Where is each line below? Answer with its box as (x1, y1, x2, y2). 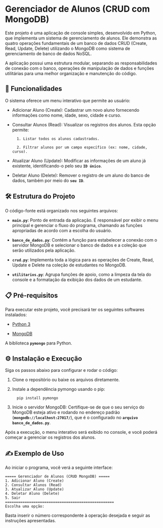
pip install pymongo (17, 396, 58, 401)
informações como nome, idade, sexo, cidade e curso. (12, 112, 122, 118)
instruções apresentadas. (5, 518, 56, 523)
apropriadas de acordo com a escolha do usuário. (12, 227, 112, 233)
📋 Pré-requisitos (5, 291, 58, 300)
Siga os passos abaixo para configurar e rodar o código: (5, 367, 118, 373)
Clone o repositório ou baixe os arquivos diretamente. (12, 377, 120, 383)
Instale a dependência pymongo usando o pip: (12, 386, 106, 392)
